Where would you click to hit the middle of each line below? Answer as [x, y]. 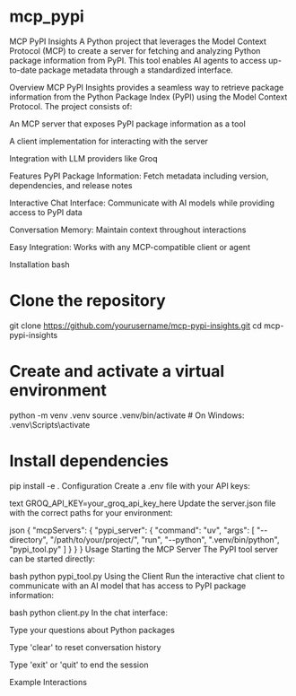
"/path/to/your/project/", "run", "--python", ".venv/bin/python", [165, 539]
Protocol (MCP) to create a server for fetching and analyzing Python [135, 50]
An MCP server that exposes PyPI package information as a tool [128, 124]
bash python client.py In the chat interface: [89, 613]
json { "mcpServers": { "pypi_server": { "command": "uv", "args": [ [132, 530]
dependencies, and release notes [71, 185]
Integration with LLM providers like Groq [84, 158]
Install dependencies [89, 461]
